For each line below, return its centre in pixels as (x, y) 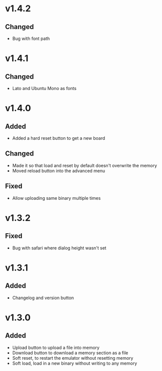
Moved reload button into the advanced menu (59, 171)
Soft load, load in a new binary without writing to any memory (75, 363)
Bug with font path (31, 38)
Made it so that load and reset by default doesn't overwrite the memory (85, 165)
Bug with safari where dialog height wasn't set (59, 248)
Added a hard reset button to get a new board (59, 138)
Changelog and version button (43, 298)
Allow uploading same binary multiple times (56, 198)
